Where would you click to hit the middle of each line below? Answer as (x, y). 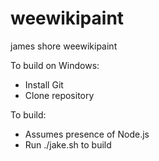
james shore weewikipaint (64, 46)
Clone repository (59, 95)
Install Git (44, 84)
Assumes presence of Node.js (87, 134)
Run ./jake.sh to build (68, 144)
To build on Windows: (55, 65)
